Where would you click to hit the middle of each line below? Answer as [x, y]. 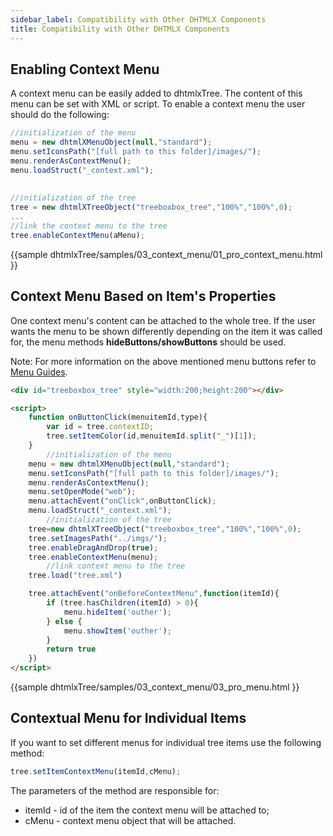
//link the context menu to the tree [89, 226]
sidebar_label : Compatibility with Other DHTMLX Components [138, 19]
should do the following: [60, 115]
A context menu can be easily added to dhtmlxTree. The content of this [156, 93]
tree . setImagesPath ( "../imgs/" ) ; [98, 538]
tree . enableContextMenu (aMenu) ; [77, 235]
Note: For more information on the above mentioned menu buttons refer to [163, 361]
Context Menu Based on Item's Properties [143, 296]
